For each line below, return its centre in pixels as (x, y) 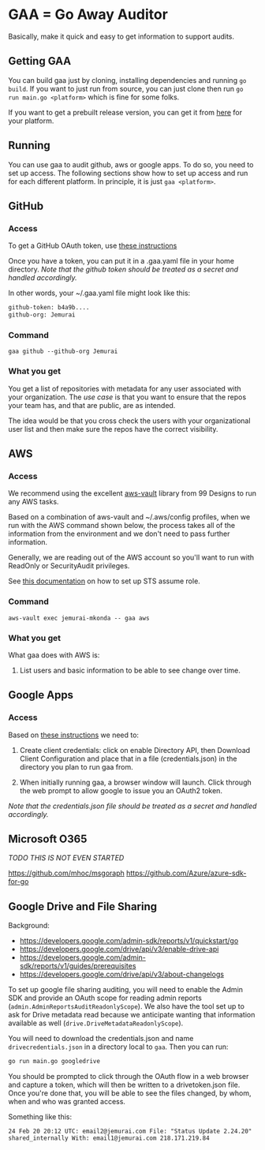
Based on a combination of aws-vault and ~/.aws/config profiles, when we (129, 517)
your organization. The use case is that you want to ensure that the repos (127, 397)
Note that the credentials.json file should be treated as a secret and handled (132, 806)
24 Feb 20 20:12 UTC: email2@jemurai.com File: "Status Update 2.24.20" (130, 1131)
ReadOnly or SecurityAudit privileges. (69, 566)
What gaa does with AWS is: (54, 655)
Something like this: (40, 1117)
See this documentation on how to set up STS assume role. (105, 581)
